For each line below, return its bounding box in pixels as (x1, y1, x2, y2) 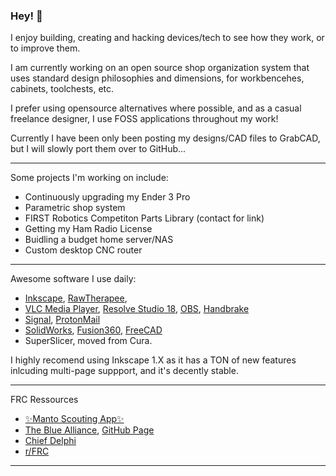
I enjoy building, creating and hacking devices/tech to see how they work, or (10, 32, 325, 44)
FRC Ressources (10, 394, 79, 406)
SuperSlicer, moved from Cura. (24, 335, 153, 347)
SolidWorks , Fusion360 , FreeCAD (24, 324, 163, 336)
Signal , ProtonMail (24, 314, 101, 326)
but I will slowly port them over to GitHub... (10, 143, 187, 155)
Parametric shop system (24, 202, 126, 214)
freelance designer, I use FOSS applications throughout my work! (10, 113, 279, 125)
